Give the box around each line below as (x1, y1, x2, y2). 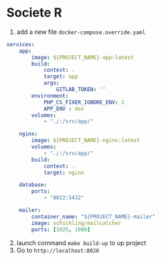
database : (19, 182, 48, 188)
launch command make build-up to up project (16, 238, 147, 246)
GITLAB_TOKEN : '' (55, 86, 107, 93)
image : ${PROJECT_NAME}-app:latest (31, 54, 134, 61)
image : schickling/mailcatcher (31, 220, 122, 226)
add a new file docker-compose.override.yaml (16, 28, 146, 36)
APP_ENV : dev (43, 105, 84, 112)
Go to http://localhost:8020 (16, 246, 100, 254)
